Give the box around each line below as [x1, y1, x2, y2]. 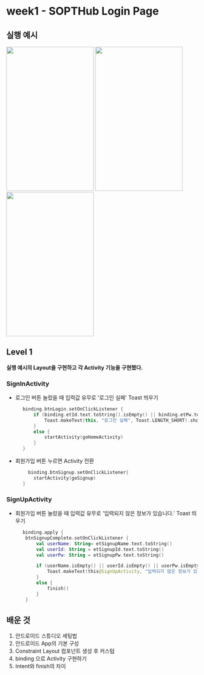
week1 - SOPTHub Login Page [6, 4, 159, 18]
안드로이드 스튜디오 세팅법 [15, 633, 78, 640]
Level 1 [6, 347, 33, 358]
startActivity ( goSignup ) [33, 475, 97, 481]
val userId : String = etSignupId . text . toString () [36, 546, 165, 552]
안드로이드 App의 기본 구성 [15, 640, 80, 647]
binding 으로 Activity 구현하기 [15, 655, 87, 662]
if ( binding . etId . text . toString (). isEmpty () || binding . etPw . [33, 412, 194, 418]
